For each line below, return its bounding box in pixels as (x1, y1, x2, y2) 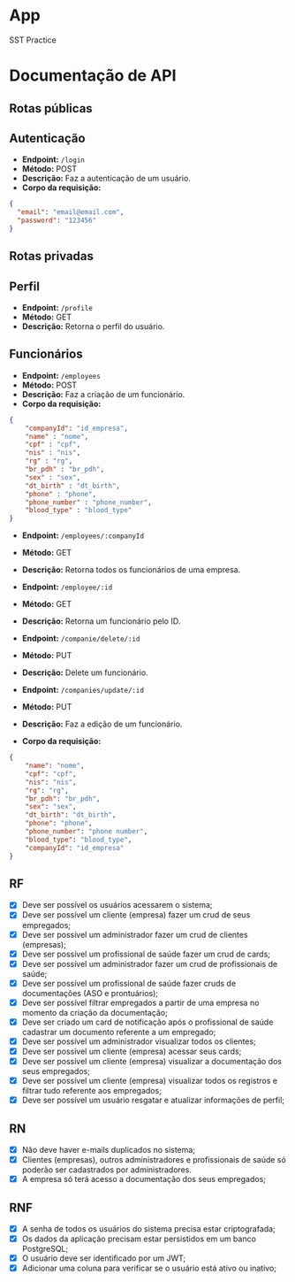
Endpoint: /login (21, 154, 86, 165)
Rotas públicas (9, 101, 93, 116)
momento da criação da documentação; (21, 1007, 168, 1017)
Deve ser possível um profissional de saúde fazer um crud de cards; (21, 948, 271, 959)
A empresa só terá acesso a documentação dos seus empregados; (21, 1174, 267, 1185)
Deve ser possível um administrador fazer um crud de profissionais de (21, 958, 278, 969)
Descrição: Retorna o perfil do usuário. (21, 321, 165, 332)
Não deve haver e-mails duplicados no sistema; (21, 1145, 196, 1155)
